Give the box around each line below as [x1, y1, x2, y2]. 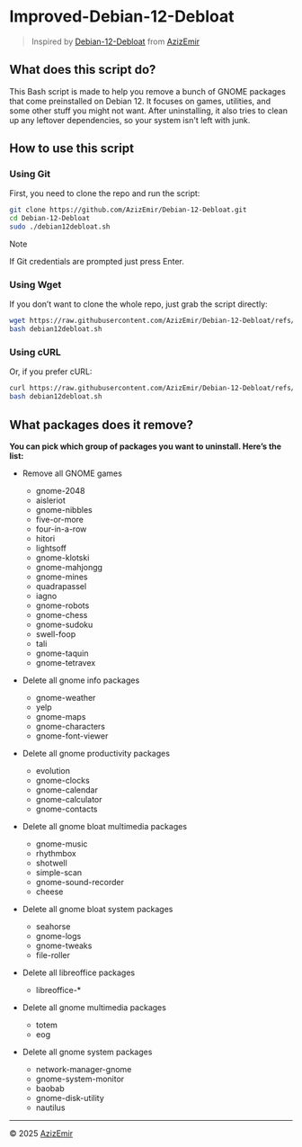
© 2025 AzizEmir [9, 1127, 74, 1139]
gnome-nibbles [35, 504, 93, 515]
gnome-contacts [35, 803, 98, 814]
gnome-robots [35, 600, 90, 611]
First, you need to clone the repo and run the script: [9, 188, 200, 199]
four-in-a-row [35, 524, 87, 534]
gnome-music [35, 838, 88, 849]
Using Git [9, 168, 51, 181]
